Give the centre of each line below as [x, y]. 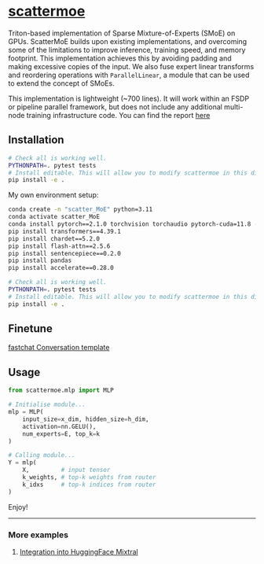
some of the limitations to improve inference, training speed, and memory [127, 50]
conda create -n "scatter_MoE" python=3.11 [81, 210]
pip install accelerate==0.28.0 [61, 268]
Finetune [30, 329]
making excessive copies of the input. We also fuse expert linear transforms [131, 66]
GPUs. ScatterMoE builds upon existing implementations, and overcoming [128, 41]
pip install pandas [40, 261]
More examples [38, 535]
